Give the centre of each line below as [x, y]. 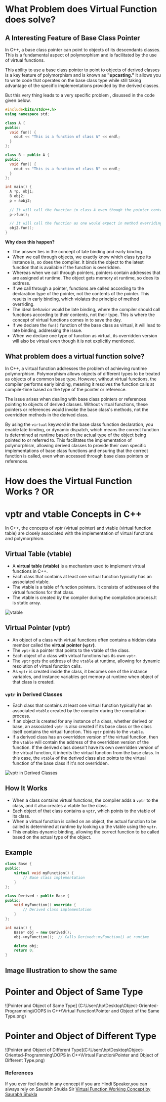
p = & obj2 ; [21, 201]
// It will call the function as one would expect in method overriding [86, 224]
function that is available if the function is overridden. [66, 267]
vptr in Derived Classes [34, 694]
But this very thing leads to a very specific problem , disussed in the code [80, 95]
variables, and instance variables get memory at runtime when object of [85, 677]
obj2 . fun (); [22, 228]
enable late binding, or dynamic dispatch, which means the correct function [82, 429]
